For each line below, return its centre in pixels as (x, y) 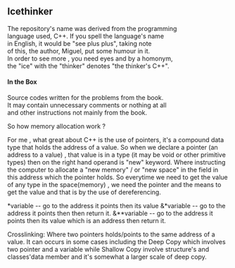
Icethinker (30, 12)
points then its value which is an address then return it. (87, 221)
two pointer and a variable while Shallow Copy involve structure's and (108, 250)
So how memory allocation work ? (56, 127)
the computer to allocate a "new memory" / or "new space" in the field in (113, 170)
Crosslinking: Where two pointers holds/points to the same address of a (112, 234)
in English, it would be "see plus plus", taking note (80, 43)
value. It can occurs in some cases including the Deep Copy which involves (117, 242)
